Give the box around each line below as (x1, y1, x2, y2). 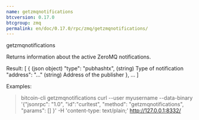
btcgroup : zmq (6, 20, 42, 26)
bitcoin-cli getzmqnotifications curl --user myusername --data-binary (20, 94, 193, 101)
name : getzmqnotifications (6, 8, 74, 15)
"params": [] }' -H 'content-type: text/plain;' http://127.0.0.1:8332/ (20, 107, 181, 114)
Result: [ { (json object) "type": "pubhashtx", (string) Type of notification (6, 65, 184, 72)
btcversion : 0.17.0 (6, 14, 55, 20)
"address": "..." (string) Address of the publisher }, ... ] (6, 71, 139, 78)
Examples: (6, 83, 32, 90)
